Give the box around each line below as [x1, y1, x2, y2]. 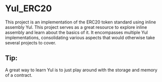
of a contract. [5, 72, 33, 78]
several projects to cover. [5, 40, 56, 45]
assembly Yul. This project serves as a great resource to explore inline [5, 24, 147, 30]
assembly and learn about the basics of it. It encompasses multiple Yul [5, 29, 148, 35]
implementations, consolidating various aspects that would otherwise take [5, 35, 155, 41]
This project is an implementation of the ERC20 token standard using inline [5, 19, 156, 25]
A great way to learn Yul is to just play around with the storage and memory [5, 67, 158, 73]
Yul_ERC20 [5, 3, 52, 14]
